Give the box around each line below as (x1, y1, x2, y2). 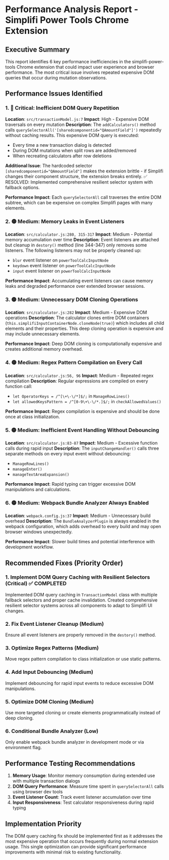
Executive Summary (5, 45, 70, 54)
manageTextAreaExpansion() (12, 472, 70, 477)
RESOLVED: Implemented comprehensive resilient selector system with (5, 179, 153, 185)
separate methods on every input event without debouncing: (5, 450, 131, 456)
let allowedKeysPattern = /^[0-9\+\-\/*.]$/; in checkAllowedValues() (12, 398, 161, 404)
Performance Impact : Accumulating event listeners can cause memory (5, 277, 153, 284)
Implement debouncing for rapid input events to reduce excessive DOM (5, 680, 154, 686)
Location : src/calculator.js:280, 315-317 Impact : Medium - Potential (5, 231, 153, 237)
